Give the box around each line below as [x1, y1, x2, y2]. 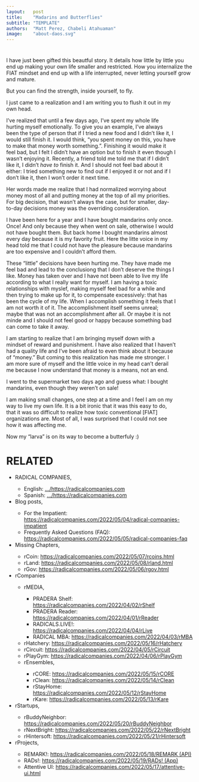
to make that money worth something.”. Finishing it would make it [6, 142, 166, 149]
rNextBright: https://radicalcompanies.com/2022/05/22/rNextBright [23, 726, 191, 734]
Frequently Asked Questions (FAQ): [23, 529, 111, 536]
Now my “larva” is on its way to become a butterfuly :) [6, 433, 139, 440]
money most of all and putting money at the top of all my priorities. [6, 192, 170, 199]
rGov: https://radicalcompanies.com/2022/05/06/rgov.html [23, 566, 169, 573]
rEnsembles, [23, 659, 55, 666]
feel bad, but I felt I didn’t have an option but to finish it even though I [6, 149, 176, 156]
